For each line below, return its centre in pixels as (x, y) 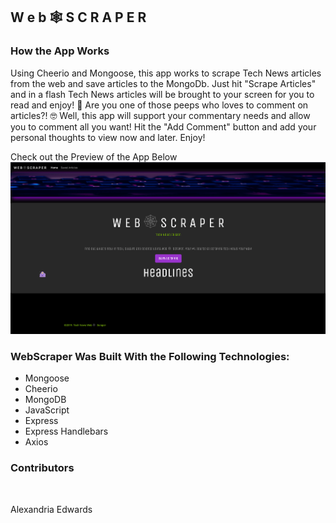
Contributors (42, 468)
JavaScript (47, 410)
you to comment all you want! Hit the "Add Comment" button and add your (163, 126)
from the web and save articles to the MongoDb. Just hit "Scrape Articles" (163, 83)
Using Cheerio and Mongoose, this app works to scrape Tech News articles (166, 73)
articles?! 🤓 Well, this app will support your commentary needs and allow (160, 115)
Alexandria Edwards (51, 509)
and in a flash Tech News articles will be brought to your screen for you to (162, 94)
